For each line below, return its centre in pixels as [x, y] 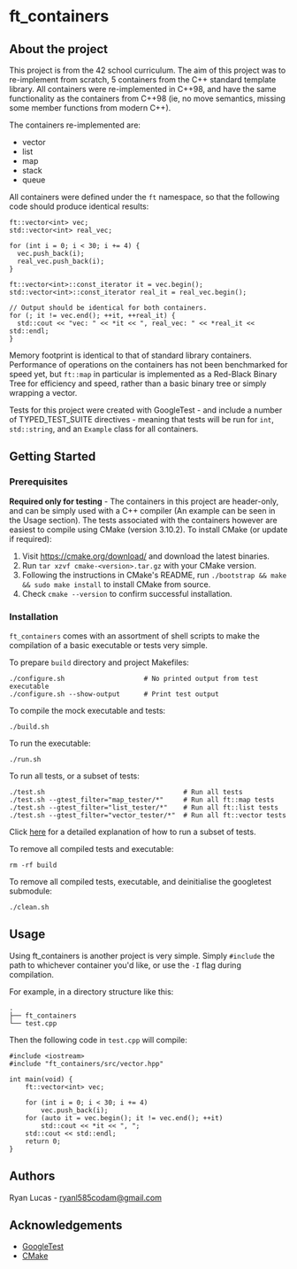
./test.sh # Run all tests [126, 792]
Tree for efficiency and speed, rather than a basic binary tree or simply [138, 383]
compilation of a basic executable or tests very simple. [108, 645]
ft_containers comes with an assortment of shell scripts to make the [135, 636]
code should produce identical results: [79, 206]
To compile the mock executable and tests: [88, 710]
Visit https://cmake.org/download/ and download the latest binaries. [145, 556]
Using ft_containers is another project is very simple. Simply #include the [142, 956]
